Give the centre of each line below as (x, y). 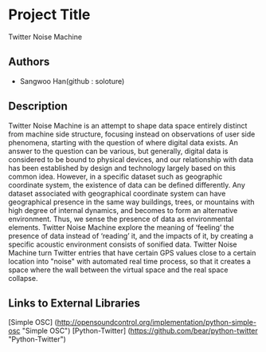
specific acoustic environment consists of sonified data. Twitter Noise (123, 244)
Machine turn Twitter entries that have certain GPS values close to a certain (132, 252)
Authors (29, 62)
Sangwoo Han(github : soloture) (72, 81)
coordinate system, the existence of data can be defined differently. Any (127, 184)
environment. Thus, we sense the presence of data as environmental (121, 219)
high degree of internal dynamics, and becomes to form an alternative (123, 210)
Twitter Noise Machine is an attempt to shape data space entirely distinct (128, 125)
